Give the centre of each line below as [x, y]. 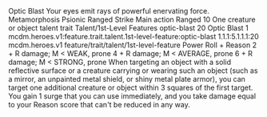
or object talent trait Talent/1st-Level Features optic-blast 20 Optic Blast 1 [129, 28]
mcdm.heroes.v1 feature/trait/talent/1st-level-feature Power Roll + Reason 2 [133, 45]
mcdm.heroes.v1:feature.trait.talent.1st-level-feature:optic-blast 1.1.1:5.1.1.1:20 [134, 36]
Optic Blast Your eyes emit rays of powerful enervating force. [109, 11]
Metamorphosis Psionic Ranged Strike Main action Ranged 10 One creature [132, 19]
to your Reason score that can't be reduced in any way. [99, 105]
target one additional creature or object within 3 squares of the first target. [131, 87]
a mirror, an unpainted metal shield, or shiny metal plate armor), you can [127, 79]
